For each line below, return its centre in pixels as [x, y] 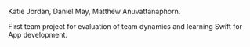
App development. [38, 35]
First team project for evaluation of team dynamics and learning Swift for [125, 26]
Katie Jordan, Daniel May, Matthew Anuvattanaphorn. [94, 11]
